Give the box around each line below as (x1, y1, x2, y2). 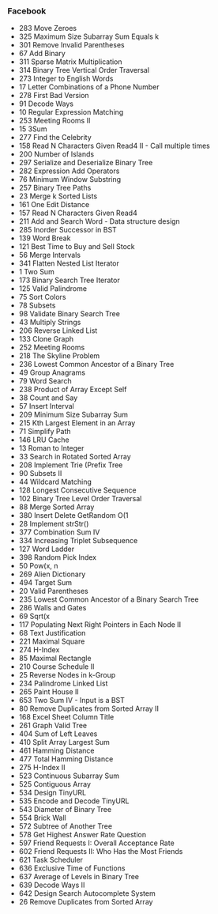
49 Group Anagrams (18, 368, 86, 377)
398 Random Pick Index (18, 553, 97, 562)
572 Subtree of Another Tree (18, 821, 112, 831)
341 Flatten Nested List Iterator (18, 259, 119, 268)
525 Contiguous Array (18, 780, 92, 789)
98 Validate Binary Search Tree (18, 309, 120, 319)
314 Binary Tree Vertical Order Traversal (18, 66, 150, 75)
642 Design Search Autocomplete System (18, 889, 156, 898)
